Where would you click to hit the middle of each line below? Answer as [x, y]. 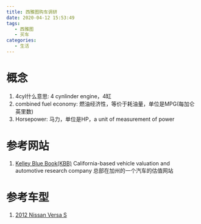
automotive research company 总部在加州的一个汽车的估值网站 [94, 170]
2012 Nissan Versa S [41, 215]
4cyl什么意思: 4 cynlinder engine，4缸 [63, 96]
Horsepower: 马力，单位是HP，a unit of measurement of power [95, 119]
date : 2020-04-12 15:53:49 [41, 18]
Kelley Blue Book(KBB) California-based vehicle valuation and [93, 163]
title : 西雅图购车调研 [32, 12]
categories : [21, 40]
